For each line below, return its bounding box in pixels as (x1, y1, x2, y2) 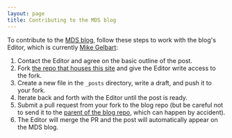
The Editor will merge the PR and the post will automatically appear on (17, 115, 219, 123)
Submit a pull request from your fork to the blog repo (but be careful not (17, 101, 224, 109)
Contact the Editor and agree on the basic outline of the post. (17, 56, 193, 64)
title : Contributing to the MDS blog (7, 17, 117, 24)
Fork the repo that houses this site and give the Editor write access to (17, 64, 217, 72)
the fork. (17, 71, 42, 80)
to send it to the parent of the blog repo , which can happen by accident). (17, 108, 226, 117)
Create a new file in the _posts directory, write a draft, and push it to (17, 78, 212, 87)
